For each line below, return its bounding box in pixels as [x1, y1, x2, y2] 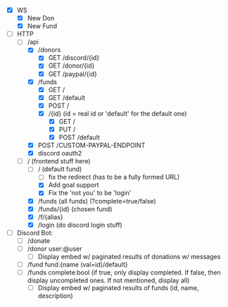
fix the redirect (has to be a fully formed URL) [48, 173, 180, 182]
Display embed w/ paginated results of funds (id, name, [37, 284, 199, 292]
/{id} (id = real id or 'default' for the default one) [48, 109, 187, 118]
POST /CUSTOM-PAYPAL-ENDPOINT [37, 141, 146, 150]
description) [37, 292, 73, 300]
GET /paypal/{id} [48, 70, 98, 78]
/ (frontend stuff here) [27, 157, 91, 165]
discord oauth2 [37, 149, 82, 158]
